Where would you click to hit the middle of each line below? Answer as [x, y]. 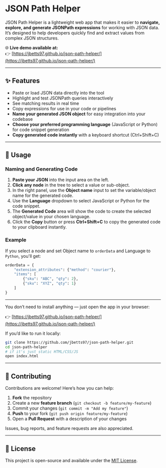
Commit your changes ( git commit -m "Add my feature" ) [70, 408]
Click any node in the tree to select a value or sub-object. [71, 185]
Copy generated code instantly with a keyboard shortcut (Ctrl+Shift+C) [85, 135]
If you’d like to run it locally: [33, 333]
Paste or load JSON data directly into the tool [58, 93]
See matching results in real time [45, 103]
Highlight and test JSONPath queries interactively [63, 98]
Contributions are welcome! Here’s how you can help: [60, 388]
